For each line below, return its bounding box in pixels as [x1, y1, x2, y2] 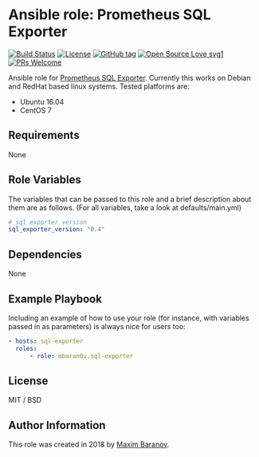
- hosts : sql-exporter [8, 337, 84, 345]
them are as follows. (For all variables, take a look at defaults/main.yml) [8, 202, 241, 213]
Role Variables [8, 173, 81, 187]
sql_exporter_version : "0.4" [8, 225, 105, 233]
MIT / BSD [8, 395, 42, 405]
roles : [15, 344, 37, 352]
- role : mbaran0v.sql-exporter [29, 352, 134, 360]
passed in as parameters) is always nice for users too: [8, 321, 186, 331]
